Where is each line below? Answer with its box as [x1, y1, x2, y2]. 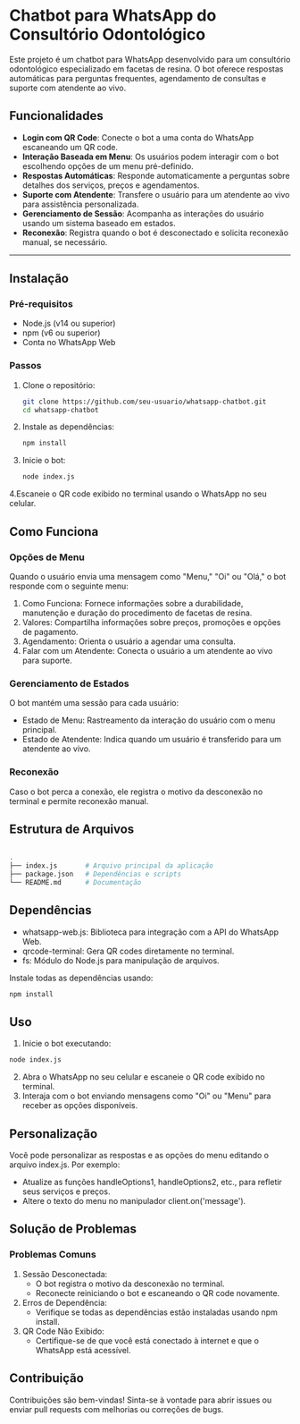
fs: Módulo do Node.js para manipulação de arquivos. [21, 954, 221, 966]
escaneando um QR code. [21, 141, 119, 152]
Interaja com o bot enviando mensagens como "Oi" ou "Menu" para [21, 1090, 271, 1101]
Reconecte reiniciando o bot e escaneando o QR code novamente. [35, 1287, 280, 1298]
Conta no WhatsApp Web [21, 337, 116, 348]
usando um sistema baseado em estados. [21, 217, 176, 228]
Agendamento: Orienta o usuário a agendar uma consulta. [21, 636, 237, 647]
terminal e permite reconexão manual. [9, 795, 149, 806]
